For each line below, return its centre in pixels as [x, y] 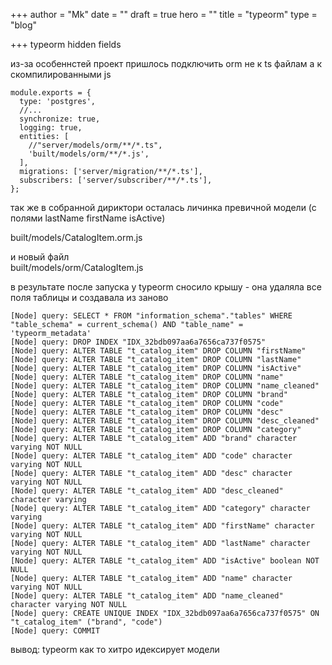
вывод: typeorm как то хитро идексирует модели [115, 649]
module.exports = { [51, 93]
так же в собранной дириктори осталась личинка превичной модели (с [163, 207]
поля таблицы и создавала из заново [89, 297]
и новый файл [40, 257]
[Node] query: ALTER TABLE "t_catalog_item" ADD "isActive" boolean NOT [165, 561]
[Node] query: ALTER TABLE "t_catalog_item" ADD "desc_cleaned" [147, 491]
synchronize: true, [60, 119]
